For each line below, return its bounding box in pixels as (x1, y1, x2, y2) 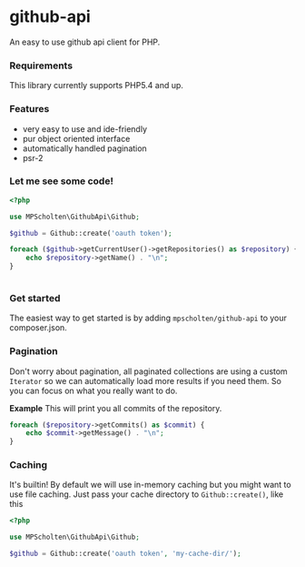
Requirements (9, 59, 74, 72)
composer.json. (9, 322, 68, 333)
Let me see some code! (9, 175, 113, 187)
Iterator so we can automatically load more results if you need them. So (9, 375, 281, 386)
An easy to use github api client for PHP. (9, 36, 161, 47)
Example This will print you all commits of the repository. (9, 402, 222, 413)
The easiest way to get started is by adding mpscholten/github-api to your (9, 312, 288, 324)
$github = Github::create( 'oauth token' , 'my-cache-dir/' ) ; (9, 549, 242, 559)
